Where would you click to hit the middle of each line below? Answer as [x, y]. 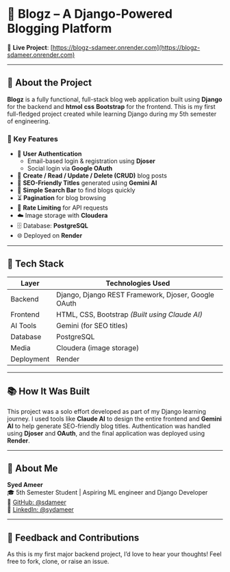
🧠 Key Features [33, 138]
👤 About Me [33, 469]
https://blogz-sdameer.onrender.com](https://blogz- [126, 47]
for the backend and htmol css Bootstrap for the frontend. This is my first [111, 106]
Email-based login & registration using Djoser [91, 161]
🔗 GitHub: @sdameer [37, 502]
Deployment [30, 359]
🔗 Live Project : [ [30, 47]
